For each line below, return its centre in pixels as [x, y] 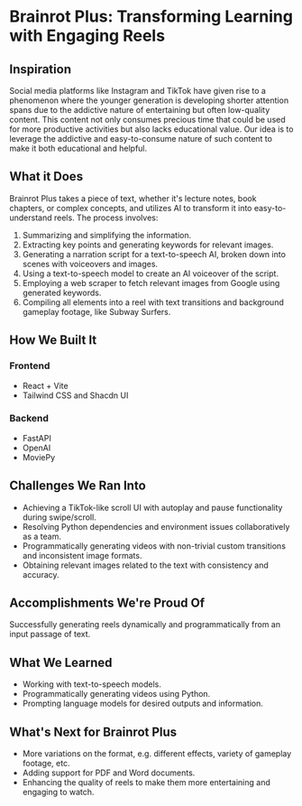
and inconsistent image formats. [82, 555]
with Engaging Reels [87, 36]
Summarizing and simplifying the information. [107, 235]
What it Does [46, 176]
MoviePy [39, 457]
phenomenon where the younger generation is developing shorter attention [149, 100]
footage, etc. [46, 764]
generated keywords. [62, 292]
